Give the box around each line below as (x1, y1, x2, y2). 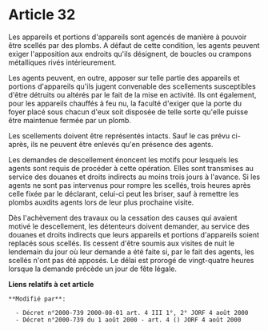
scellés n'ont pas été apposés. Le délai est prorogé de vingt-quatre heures (8, 255, 254, 265)
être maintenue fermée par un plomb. (8, 115, 132, 125)
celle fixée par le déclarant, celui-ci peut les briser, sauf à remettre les (8, 189, 239, 198)
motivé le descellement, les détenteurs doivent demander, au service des (8, 221, 250, 231)
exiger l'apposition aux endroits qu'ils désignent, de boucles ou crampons (8, 49, 252, 58)
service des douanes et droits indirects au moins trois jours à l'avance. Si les (8, 172, 261, 181)
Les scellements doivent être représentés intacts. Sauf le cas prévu (8, 130, 230, 141)
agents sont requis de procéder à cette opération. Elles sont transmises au (8, 163, 254, 173)
